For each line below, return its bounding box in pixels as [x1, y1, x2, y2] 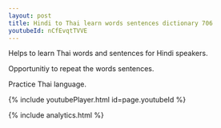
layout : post [8, 11, 52, 20]
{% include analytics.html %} [8, 110, 104, 120]
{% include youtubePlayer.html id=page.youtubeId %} [8, 95, 187, 105]
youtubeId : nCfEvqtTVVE [8, 26, 88, 34]
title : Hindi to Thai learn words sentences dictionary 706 [8, 19, 214, 27]
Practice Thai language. [8, 79, 86, 89]
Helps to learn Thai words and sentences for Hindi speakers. [8, 49, 208, 58]
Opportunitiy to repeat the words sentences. [8, 64, 155, 74]
